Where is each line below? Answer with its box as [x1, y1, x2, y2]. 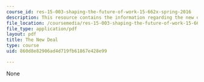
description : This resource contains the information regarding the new [6, 14, 194, 20]
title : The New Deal [6, 37, 59, 43]
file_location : [6, 20, 45, 26]
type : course [6, 43, 39, 49]
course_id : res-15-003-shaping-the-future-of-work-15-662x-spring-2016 [6, 8, 191, 15]
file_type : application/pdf [6, 25, 78, 32]
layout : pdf [6, 31, 36, 37]
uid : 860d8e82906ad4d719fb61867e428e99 [6, 48, 107, 54]
